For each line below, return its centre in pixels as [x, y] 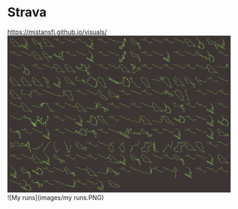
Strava [27, 12]
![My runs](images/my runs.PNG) [56, 198]
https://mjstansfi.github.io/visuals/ [57, 32]
